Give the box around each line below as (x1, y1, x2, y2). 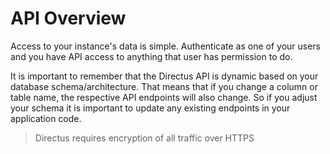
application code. (10, 112, 82, 124)
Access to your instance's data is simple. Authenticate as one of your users (10, 40, 322, 52)
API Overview (10, 7, 127, 30)
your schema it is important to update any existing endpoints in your (10, 102, 291, 114)
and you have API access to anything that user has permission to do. (10, 50, 293, 62)
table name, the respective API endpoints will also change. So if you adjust (10, 91, 318, 103)
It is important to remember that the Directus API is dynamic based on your (10, 70, 319, 82)
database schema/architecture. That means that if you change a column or (10, 80, 318, 92)
